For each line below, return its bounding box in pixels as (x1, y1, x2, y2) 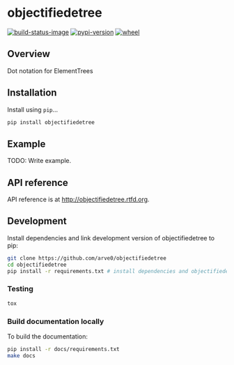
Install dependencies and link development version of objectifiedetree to (7, 233, 214, 242)
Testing (7, 284, 33, 294)
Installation (7, 87, 57, 99)
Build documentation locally (7, 316, 104, 326)
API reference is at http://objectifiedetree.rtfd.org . (7, 195, 150, 203)
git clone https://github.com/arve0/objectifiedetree (7, 254, 167, 262)
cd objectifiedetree (7, 261, 68, 268)
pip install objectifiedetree (7, 118, 95, 126)
